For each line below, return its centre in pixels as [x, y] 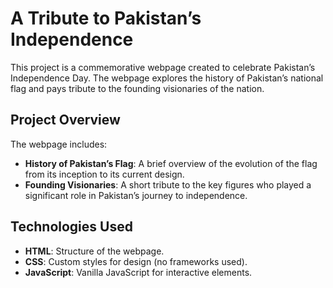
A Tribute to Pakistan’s [106, 18]
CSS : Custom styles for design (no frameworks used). [136, 261]
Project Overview [65, 120]
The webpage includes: [59, 144]
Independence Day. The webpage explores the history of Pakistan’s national [167, 78]
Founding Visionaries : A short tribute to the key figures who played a [168, 184]
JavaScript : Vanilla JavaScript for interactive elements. [138, 272]
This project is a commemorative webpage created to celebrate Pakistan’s [163, 67]
